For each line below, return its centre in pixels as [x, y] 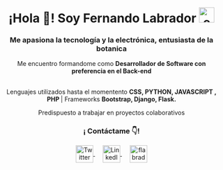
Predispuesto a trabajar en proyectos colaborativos [111, 113]
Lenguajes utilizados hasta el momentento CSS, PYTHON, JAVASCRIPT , [111, 92]
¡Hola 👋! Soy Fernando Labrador [102, 18]
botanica [111, 49]
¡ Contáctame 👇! [111, 131]
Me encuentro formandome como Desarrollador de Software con [111, 64]
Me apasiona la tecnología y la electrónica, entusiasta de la [111, 40]
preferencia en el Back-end [111, 71]
